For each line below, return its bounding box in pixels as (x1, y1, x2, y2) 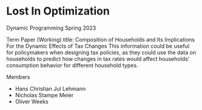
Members (6, 73, 30, 80)
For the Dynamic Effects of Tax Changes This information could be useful (6, 42, 190, 50)
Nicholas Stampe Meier (15, 91, 74, 99)
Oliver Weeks (15, 98, 49, 105)
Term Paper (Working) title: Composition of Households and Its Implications (6, 36, 195, 43)
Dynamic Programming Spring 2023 (6, 24, 96, 31)
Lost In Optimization (6, 4, 110, 18)
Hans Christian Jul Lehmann (15, 85, 86, 92)
